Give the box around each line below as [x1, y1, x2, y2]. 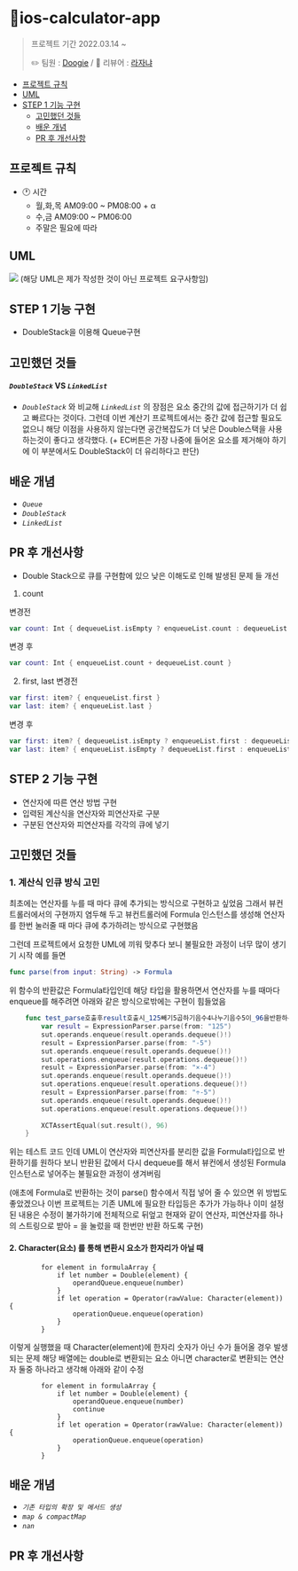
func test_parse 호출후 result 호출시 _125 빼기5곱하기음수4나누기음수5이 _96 [25, 1014, 264, 1023]
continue [72, 1404, 105, 1413]
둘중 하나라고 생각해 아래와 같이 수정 [18, 1364, 145, 1374]
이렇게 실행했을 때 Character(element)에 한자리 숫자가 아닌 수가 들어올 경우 [9, 1341, 272, 1352]
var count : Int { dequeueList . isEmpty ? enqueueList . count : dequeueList [9, 624, 288, 633]
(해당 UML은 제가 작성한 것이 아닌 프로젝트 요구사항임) [20, 273, 209, 284]
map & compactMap [21, 1512, 87, 1521]
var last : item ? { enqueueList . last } [9, 702, 153, 711]
